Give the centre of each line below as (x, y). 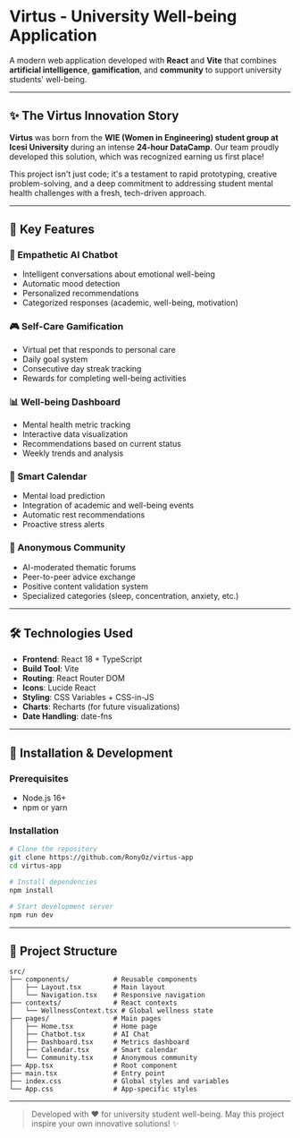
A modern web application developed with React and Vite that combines (143, 60)
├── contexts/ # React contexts (93, 1003)
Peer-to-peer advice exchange (79, 577)
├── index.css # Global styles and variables (119, 1082)
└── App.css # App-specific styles (104, 1090)
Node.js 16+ (44, 798)
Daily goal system (55, 359)
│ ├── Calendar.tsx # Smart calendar (93, 1050)
